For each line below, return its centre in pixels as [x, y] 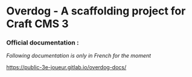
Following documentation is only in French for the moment [79, 56]
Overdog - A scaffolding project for [96, 11]
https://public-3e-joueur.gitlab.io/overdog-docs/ [66, 67]
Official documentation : [43, 43]
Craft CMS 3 [37, 24]
